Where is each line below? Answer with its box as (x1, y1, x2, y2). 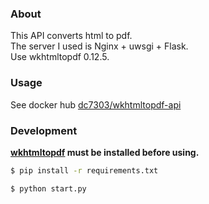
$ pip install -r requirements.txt (10, 165, 159, 176)
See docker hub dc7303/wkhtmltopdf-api (10, 98, 182, 111)
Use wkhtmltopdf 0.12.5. (10, 51, 110, 63)
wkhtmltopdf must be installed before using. (10, 146, 200, 158)
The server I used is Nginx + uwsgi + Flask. (10, 40, 189, 52)
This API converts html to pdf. (10, 30, 133, 42)
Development (10, 123, 78, 137)
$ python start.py (10, 183, 87, 194)
